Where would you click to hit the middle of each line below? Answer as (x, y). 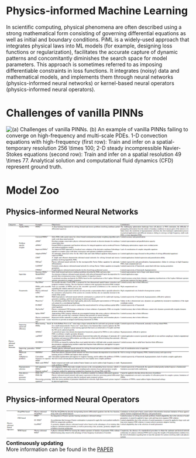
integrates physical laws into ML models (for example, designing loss (89, 46)
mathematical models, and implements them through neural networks (90, 77)
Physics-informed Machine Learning (97, 11)
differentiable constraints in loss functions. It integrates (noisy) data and (93, 70)
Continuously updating (35, 443)
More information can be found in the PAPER (60, 449)
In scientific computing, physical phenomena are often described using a (94, 27)
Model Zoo (33, 190)
